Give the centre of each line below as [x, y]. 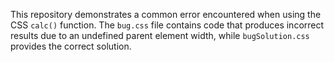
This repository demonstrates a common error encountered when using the [166, 14]
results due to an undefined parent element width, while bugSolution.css [160, 35]
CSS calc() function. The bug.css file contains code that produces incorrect [167, 25]
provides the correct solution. [71, 46]
